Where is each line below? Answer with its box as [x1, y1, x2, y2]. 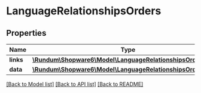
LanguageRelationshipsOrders [6, 4, 162, 18]
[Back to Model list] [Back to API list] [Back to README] [6, 80, 144, 88]
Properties [6, 28, 47, 38]
